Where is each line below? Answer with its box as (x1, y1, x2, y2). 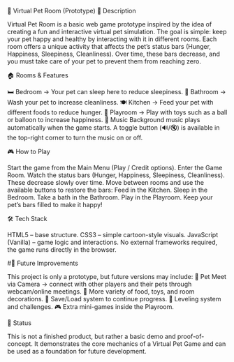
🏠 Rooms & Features (7, 71, 68, 80)
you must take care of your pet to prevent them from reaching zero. (7, 57, 201, 66)
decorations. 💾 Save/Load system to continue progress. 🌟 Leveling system (7, 295, 221, 303)
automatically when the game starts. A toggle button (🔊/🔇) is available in (7, 123, 220, 132)
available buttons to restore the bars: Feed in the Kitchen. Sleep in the (7, 186, 208, 194)
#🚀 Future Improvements (7, 259, 79, 267)
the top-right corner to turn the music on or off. (7, 133, 143, 142)
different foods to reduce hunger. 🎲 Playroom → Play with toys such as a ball (7, 108, 228, 116)
